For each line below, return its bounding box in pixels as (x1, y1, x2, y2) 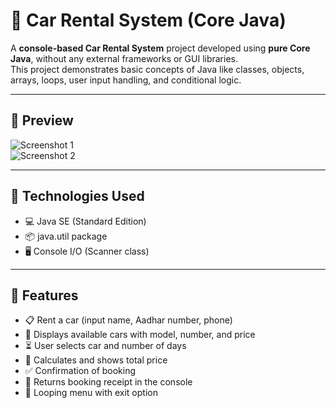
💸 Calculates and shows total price (24, 354, 168, 366)
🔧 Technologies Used (10, 188, 145, 205)
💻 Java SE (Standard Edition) (24, 215, 147, 227)
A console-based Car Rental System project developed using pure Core (10, 42, 311, 54)
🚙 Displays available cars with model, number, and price (24, 329, 256, 341)
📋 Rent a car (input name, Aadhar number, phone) (24, 314, 233, 326)
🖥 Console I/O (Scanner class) (24, 245, 150, 257)
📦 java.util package (24, 230, 108, 242)
